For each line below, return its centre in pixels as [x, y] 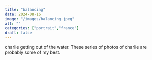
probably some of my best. [33, 52]
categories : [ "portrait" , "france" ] [42, 28]
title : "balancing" [25, 10]
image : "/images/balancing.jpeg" [40, 19]
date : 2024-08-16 [23, 14]
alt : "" [13, 24]
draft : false [19, 33]
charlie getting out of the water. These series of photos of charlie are [76, 47]
